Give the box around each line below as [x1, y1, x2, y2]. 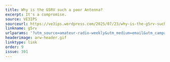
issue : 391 [5, 49, 28, 54]
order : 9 [5, 44, 24, 49]
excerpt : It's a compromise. [5, 12, 67, 17]
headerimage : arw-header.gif [5, 35, 67, 40]
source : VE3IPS [5, 16, 37, 21]
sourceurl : [5, 21, 28, 26]
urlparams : [5, 30, 28, 35]
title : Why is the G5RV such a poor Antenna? [5, 7, 103, 12]
